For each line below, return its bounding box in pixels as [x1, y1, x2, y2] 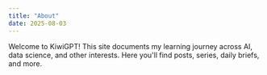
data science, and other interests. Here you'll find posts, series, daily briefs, [8, 50, 260, 60]
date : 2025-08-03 [8, 19, 67, 27]
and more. [8, 58, 43, 69]
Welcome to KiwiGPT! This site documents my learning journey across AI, [8, 41, 252, 51]
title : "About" [8, 11, 60, 20]
